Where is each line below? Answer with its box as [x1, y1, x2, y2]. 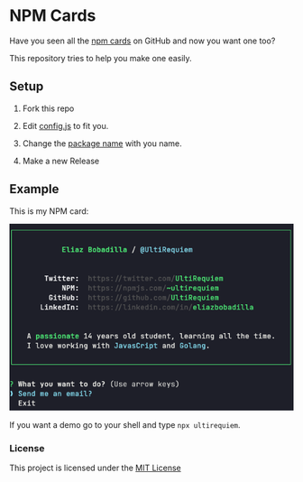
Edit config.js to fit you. [22, 120, 109, 131]
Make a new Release [22, 155, 100, 166]
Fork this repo [22, 103, 75, 114]
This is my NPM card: [9, 205, 89, 217]
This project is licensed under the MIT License [9, 462, 182, 474]
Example [9, 181, 60, 197]
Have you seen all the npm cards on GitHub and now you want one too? [9, 35, 276, 46]
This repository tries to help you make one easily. [9, 52, 192, 63]
